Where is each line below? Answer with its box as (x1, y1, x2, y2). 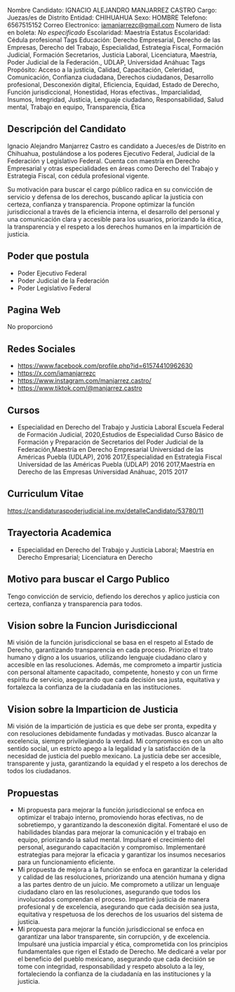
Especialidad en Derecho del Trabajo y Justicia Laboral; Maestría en (17, 545, 215, 554)
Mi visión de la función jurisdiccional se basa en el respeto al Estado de (7, 638, 214, 647)
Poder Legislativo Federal (17, 283, 91, 292)
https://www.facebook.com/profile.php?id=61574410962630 (17, 361, 193, 370)
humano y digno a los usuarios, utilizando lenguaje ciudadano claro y (7, 653, 207, 662)
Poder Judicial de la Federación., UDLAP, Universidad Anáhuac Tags (7, 58, 206, 66)
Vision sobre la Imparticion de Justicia (7, 703, 179, 715)
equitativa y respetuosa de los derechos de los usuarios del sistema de (17, 910, 223, 918)
